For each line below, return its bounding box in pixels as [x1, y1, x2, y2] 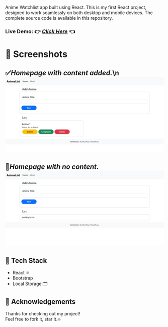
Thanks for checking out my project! [5, 310, 80, 316]
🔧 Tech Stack [5, 256, 47, 265]
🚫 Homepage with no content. [5, 162, 99, 171]
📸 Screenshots [5, 49, 68, 60]
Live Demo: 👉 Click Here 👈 [5, 28, 75, 35]
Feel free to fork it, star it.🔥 [5, 316, 61, 322]
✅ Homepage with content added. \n [5, 68, 119, 77]
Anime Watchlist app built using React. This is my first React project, [5, 5, 147, 10]
